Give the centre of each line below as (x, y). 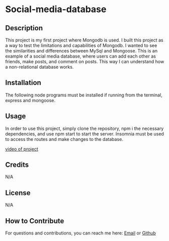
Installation (23, 83)
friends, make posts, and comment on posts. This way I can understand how (85, 61)
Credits (17, 165)
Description (24, 28)
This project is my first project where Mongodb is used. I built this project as (84, 40)
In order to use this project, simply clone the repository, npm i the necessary (84, 128)
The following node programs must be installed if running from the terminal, (84, 95)
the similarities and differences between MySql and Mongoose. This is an (81, 51)
